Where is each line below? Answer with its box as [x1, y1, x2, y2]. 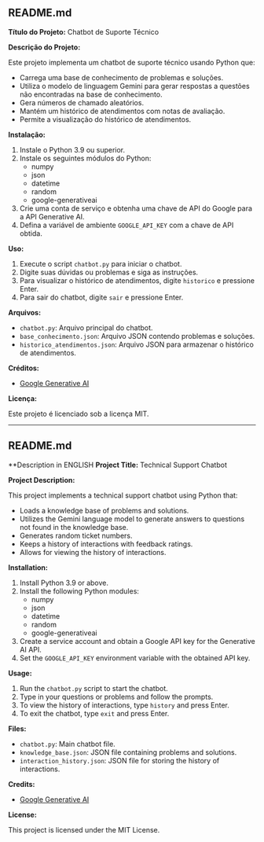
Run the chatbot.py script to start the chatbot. [19, 683, 169, 693]
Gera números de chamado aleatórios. [19, 97, 144, 107]
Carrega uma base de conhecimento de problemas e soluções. [19, 72, 224, 82]
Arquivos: [8, 307, 42, 317]
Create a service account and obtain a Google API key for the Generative [19, 636, 255, 645]
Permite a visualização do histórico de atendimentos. [19, 114, 192, 124]
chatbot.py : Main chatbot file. [19, 739, 115, 748]
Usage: [8, 668, 33, 678]
